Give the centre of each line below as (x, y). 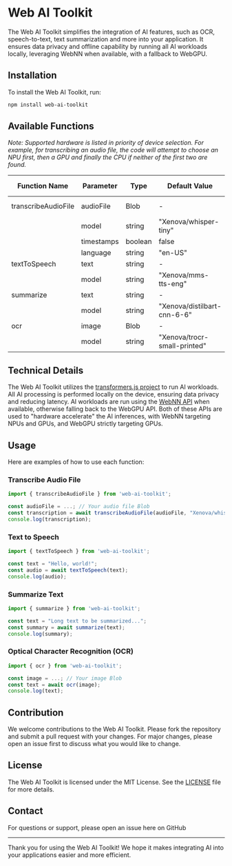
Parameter (100, 186)
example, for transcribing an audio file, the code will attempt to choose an (113, 150)
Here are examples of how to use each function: (76, 462)
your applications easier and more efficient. (70, 855)
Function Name (43, 186)
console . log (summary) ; (40, 634)
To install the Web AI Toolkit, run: (55, 92)
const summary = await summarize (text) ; (67, 627)
